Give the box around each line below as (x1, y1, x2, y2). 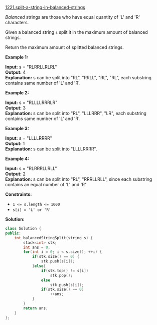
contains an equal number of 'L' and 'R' (5, 182, 86, 187)
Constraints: (5, 191, 32, 197)
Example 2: (5, 90, 29, 95)
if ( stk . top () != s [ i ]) (41, 268, 89, 273)
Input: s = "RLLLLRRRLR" (5, 99, 58, 105)
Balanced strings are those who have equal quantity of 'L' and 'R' (5, 14, 140, 20)
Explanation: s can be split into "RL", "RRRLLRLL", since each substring (5, 176, 152, 182)
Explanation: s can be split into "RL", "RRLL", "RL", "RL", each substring (5, 75, 152, 80)
